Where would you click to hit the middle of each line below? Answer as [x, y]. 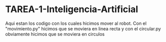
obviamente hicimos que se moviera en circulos [55, 34]
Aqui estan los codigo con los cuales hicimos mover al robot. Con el [76, 23]
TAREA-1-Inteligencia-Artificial [72, 9]
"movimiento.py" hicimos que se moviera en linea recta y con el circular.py [83, 28]
